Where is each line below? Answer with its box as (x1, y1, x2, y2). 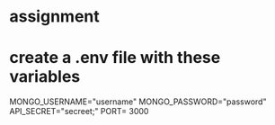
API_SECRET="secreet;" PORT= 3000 (9, 106, 149, 117)
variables (9, 67, 81, 87)
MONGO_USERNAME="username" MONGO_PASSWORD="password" (9, 96, 267, 107)
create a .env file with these (9, 48, 221, 68)
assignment (9, 6, 101, 27)
